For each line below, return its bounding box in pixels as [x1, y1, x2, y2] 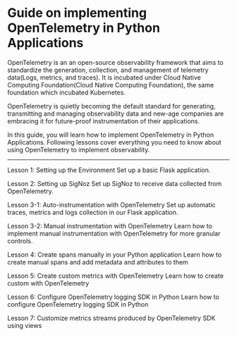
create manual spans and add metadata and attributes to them [7, 257, 188, 266]
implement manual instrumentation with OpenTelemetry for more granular [7, 229, 221, 238]
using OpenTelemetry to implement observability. [7, 145, 150, 154]
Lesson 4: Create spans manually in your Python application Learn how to [7, 250, 222, 259]
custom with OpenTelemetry [7, 278, 90, 287]
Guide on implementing [7, 5, 147, 21]
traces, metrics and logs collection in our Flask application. [7, 208, 178, 216]
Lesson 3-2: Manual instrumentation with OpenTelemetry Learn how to [7, 221, 213, 230]
